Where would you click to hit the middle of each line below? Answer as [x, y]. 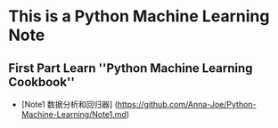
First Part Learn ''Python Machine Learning [131, 68]
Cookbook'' [41, 82]
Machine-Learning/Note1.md [74, 114]
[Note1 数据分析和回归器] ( [69, 104]
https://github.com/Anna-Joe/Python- [187, 104]
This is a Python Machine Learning [139, 16]
